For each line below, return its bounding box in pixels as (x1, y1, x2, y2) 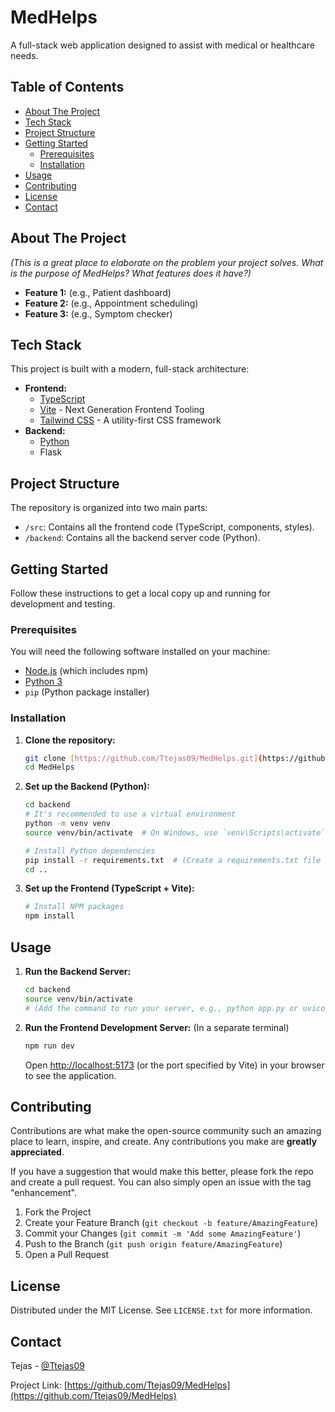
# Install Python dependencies (24, 846, 156, 856)
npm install (24, 911, 75, 921)
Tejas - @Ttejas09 (10, 1359, 85, 1371)
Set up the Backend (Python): (24, 781, 150, 793)
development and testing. (10, 598, 116, 610)
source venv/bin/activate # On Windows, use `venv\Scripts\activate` (24, 827, 326, 838)
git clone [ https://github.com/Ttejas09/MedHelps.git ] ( (24, 753, 263, 763)
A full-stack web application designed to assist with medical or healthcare (10, 39, 315, 51)
